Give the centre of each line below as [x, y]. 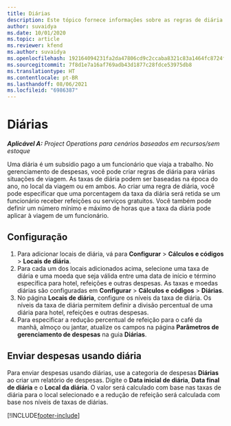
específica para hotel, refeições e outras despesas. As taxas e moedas [118, 283]
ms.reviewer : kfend [35, 45]
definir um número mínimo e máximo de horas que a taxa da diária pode [109, 208]
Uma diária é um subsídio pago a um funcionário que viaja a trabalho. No [110, 164]
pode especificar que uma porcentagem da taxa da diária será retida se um [114, 194]
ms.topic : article [33, 39]
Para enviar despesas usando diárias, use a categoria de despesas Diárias [113, 372]
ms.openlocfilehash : [37, 59]
